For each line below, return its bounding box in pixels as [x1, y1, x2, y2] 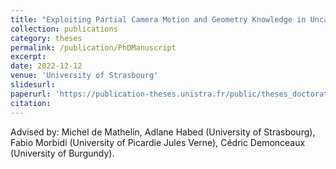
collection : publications [10, 24, 118, 34]
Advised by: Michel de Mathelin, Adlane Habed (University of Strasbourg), [10, 126, 316, 138]
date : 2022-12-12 [10, 61, 83, 71]
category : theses [10, 33, 83, 43]
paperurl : [10, 89, 52, 99]
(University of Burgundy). [10, 147, 115, 159]
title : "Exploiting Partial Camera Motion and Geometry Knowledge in [10, 14, 307, 25]
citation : [10, 98, 52, 108]
